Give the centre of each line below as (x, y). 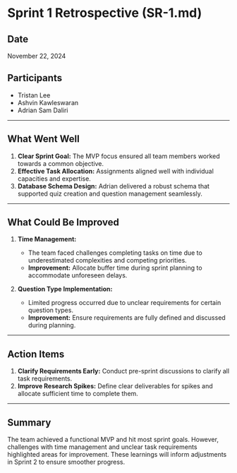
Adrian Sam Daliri (43, 110)
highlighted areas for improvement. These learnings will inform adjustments (117, 455)
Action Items (36, 354)
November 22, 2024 (37, 56)
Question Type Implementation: (65, 289)
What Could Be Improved (63, 223)
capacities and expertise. (54, 179)
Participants (35, 78)
